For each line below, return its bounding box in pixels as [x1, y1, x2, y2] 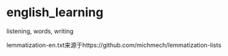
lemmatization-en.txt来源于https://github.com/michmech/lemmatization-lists [6, 40, 222, 49]
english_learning [6, 5, 104, 20]
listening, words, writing [6, 27, 74, 35]
